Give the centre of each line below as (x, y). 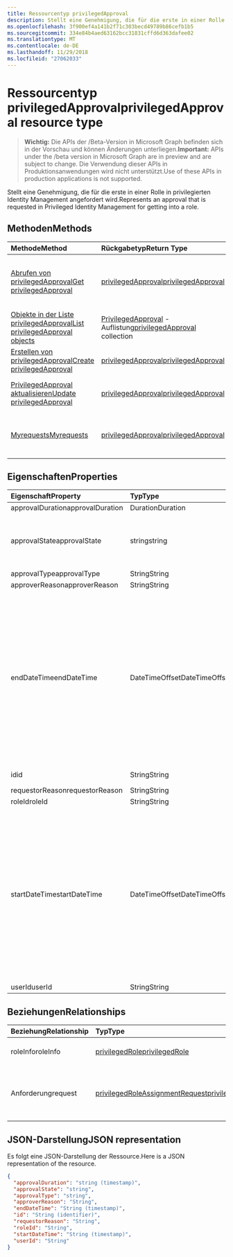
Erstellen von (32, 352)
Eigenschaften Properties (62, 477)
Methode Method (39, 248)
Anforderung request (44, 1093)
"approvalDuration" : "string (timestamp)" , (77, 1183)
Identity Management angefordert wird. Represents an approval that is (106, 199)
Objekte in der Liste (42, 314)
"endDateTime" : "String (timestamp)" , (70, 1208)
